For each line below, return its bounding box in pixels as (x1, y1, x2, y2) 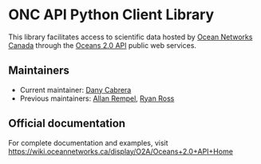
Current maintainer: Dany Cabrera (19, 85, 132, 94)
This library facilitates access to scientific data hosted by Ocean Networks (8, 32, 253, 42)
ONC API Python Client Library (8, 6, 215, 24)
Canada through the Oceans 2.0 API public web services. (8, 40, 197, 50)
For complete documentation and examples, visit (8, 138, 169, 147)
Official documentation (8, 117, 126, 130)
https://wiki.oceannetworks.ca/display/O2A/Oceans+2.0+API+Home (8, 146, 234, 156)
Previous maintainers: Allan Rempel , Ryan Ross (19, 94, 175, 103)
